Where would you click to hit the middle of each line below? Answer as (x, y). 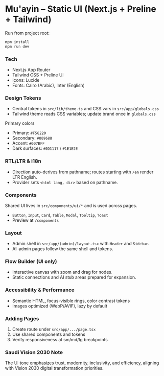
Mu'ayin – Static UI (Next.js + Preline (81, 9)
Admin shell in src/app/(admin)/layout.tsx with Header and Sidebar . (81, 244)
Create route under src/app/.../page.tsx (54, 329)
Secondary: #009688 (32, 138)
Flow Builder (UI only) (31, 261)
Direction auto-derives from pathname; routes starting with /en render (83, 172)
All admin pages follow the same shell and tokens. (63, 249)
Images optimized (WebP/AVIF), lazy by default (60, 306)
